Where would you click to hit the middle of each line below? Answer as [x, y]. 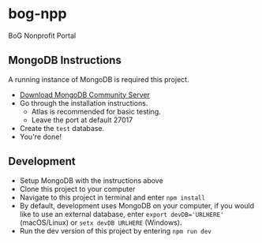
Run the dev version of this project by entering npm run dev [115, 230]
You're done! [40, 136]
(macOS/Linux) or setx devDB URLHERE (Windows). [101, 222]
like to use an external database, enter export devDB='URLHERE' [122, 214]
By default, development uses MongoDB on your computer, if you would [137, 205]
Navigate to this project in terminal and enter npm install [112, 197]
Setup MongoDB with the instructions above [91, 180]
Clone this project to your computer [77, 189]
